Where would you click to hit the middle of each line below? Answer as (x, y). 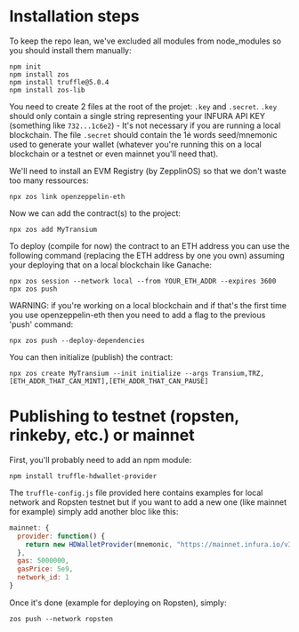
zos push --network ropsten (61, 619)
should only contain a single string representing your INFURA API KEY (137, 116)
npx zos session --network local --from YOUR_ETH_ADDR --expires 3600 (143, 281)
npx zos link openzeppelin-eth (67, 196)
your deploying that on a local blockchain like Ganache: (110, 265)
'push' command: (41, 324)
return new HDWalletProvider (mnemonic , (99, 544)
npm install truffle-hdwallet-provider (83, 476)
